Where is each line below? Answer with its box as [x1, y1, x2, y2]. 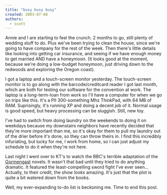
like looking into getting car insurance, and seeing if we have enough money [5, 51, 162, 57]
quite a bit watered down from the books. [5, 175, 90, 181]
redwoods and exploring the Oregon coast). [5, 67, 95, 73]
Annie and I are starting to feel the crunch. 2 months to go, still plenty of [5, 35, 153, 41]
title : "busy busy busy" [5, 7, 57, 12]
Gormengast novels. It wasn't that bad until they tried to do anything [5, 159, 146, 165]
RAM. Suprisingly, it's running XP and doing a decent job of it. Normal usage [5, 102, 162, 108]
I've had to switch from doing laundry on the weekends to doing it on [5, 117, 147, 123]
